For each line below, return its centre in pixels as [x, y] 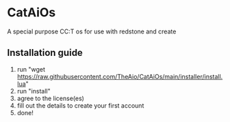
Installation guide [45, 53]
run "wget [31, 69]
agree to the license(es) [50, 98]
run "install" [34, 91]
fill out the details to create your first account [80, 105]
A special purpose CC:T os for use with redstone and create [92, 31]
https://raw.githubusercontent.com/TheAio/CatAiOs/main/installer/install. [120, 76]
